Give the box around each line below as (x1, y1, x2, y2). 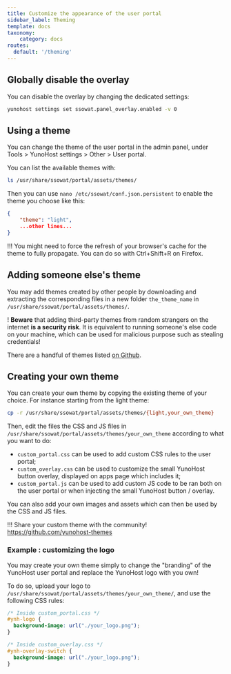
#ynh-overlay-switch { (7, 647, 72, 655)
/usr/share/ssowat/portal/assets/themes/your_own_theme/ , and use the (7, 589, 211, 597)
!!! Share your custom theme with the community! (7, 521, 148, 529)
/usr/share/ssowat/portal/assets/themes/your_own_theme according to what (7, 429, 224, 438)
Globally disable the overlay (7, 74, 130, 86)
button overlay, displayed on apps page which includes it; (17, 472, 181, 480)
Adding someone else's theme (7, 269, 141, 281)
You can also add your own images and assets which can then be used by (7, 500, 218, 509)
